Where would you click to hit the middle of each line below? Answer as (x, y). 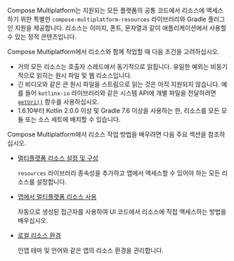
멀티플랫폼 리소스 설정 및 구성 (58, 158)
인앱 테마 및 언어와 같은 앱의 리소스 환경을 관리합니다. (90, 250)
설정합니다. (51, 182)
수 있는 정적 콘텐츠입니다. (42, 37)
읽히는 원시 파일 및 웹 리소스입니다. (84, 75)
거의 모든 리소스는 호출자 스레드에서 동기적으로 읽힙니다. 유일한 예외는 (113, 66)
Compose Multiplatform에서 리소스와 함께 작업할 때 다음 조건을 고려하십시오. (113, 52)
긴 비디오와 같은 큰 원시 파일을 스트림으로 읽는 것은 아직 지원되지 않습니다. (118, 84)
